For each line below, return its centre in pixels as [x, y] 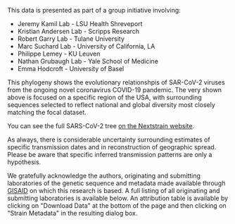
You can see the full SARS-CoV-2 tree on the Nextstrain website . [101, 126]
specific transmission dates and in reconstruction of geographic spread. [112, 147]
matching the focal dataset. [47, 112]
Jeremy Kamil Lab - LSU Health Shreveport [80, 24]
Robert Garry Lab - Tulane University [71, 39]
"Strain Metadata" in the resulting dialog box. [72, 213]
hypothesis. [24, 162]
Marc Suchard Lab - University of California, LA [86, 46]
